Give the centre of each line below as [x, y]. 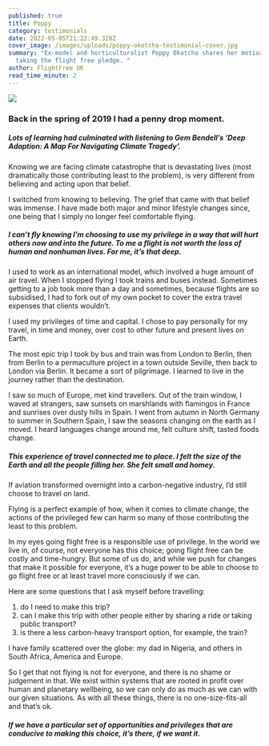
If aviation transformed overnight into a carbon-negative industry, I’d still [127, 485]
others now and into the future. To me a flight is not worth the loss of [125, 243]
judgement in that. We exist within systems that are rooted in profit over [126, 681]
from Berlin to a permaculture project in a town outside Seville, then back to [133, 363]
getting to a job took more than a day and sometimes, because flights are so [134, 289]
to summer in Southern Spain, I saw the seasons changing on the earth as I [132, 421]
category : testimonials [48, 31]
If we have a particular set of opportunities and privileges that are [121, 725]
